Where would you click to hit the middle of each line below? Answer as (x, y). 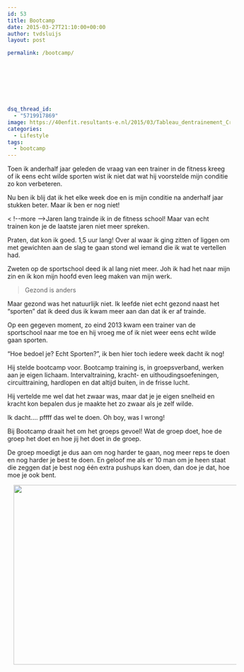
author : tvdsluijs (34, 34)
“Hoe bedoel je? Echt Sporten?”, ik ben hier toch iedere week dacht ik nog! (116, 354)
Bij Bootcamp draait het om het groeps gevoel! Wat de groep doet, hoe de (115, 431)
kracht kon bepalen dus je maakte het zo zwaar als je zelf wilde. (100, 404)
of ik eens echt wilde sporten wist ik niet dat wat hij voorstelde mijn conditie (118, 176)
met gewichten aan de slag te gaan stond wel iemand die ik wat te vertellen (117, 248)
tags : (15, 142)
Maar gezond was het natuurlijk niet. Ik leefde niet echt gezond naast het (114, 304)
